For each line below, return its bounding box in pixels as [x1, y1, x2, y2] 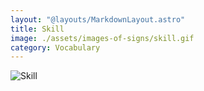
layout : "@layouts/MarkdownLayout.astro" [10, 14, 186, 25]
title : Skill [10, 24, 65, 34]
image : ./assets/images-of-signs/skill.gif [10, 33, 195, 43]
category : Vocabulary [10, 42, 101, 53]
